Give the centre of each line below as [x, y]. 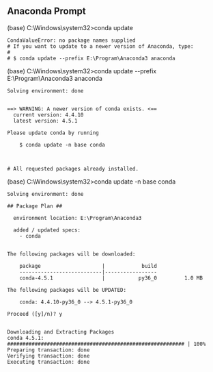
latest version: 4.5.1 [45, 121]
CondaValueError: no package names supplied [71, 40]
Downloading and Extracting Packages [61, 332]
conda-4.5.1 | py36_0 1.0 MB [111, 278]
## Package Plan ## [35, 206]
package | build [88, 266]
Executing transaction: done [48, 362]
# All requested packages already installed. [73, 169]
